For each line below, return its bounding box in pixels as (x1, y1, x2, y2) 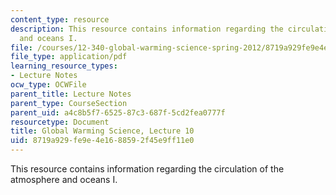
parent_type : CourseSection (10, 98, 128, 108)
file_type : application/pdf (10, 52, 128, 62)
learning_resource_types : (10, 61, 118, 71)
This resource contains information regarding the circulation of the (10, 163, 285, 175)
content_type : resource (10, 14, 110, 25)
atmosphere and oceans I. (10, 174, 118, 185)
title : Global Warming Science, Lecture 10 (10, 126, 195, 136)
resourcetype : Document (10, 117, 110, 127)
